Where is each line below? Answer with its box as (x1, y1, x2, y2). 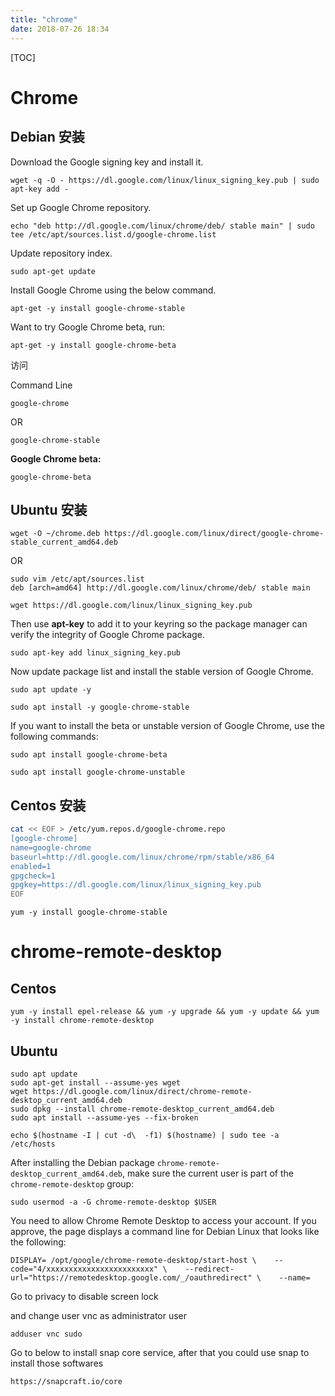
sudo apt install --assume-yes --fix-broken (10, 1112, 199, 1123)
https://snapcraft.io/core (10, 1376, 123, 1386)
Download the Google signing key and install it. (10, 156, 204, 168)
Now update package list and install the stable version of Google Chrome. (10, 666, 314, 678)
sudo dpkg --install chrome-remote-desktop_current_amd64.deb (10, 1104, 275, 1114)
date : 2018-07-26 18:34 (10, 24, 110, 34)
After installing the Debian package (10, 1156, 155, 1168)
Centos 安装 (10, 797, 87, 814)
